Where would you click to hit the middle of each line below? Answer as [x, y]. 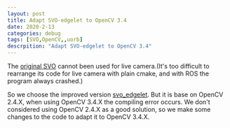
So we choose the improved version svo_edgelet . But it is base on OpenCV [115, 94]
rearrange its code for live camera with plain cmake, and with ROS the [108, 73]
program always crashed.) [45, 81]
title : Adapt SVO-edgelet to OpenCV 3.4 [67, 20]
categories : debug [34, 33]
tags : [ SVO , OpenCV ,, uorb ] [45, 40]
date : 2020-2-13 [31, 27]
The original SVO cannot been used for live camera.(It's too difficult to [108, 66]
